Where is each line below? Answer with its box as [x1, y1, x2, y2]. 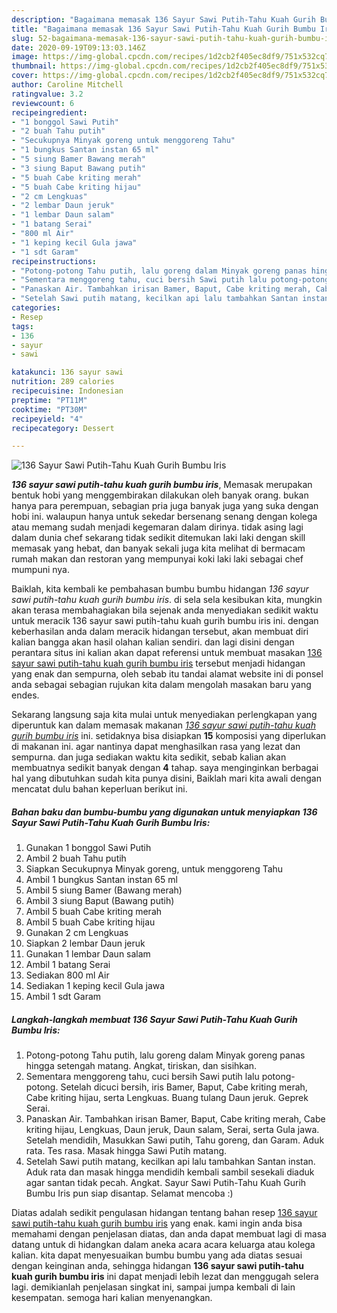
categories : [11, 303, 61, 313]
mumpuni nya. [11, 564, 71, 576]
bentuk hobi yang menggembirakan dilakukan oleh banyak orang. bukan [11, 489, 309, 501]
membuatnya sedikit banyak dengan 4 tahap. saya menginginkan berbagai [11, 762, 319, 774]
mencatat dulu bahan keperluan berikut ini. [11, 783, 188, 795]
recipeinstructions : [11, 256, 98, 266]
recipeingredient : [11, 107, 88, 118]
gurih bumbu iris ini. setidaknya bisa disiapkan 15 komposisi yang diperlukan [11, 730, 327, 742]
